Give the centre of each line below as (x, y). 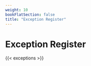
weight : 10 (17, 10)
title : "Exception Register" (36, 19)
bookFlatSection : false (30, 15)
